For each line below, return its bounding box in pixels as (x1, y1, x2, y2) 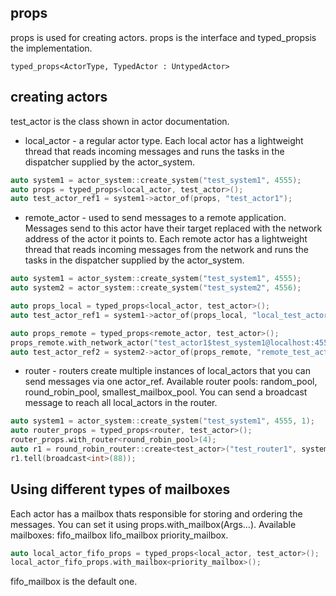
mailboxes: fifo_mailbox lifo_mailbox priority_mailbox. (10, 529, 229, 541)
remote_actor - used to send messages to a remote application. (24, 212, 287, 224)
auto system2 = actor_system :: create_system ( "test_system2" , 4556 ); (10, 283, 302, 293)
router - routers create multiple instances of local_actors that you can (24, 365, 311, 377)
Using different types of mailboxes (10, 481, 231, 498)
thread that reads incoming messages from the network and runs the (24, 244, 309, 256)
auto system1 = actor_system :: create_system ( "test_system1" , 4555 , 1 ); (10, 416, 315, 426)
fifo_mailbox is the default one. (10, 576, 138, 588)
